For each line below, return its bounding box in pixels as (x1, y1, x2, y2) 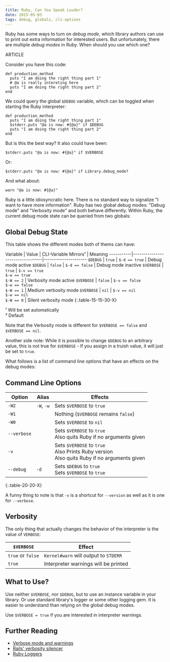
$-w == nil (5, 293, 29, 298)
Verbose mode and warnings (12, 640, 74, 646)
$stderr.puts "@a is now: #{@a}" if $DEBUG (10, 122, 103, 128)
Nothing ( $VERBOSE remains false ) (54, 411, 135, 417)
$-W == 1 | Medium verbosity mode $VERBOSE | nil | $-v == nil (5, 287, 136, 293)
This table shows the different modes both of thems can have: (5, 241, 136, 247)
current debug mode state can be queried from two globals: (5, 213, 131, 219)
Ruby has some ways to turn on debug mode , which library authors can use (5, 31, 164, 37)
